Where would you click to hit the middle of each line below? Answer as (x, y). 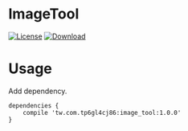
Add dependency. (38, 91)
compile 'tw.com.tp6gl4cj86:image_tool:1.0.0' (102, 113)
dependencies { (34, 105)
